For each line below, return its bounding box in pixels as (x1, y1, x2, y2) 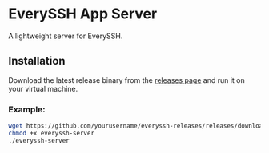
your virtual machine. (8, 84, 78, 93)
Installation (8, 54, 66, 68)
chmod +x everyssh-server (8, 129, 94, 137)
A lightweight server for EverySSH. (8, 31, 123, 41)
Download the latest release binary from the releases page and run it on (8, 75, 246, 84)
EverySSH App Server (8, 5, 158, 23)
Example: (8, 104, 46, 115)
